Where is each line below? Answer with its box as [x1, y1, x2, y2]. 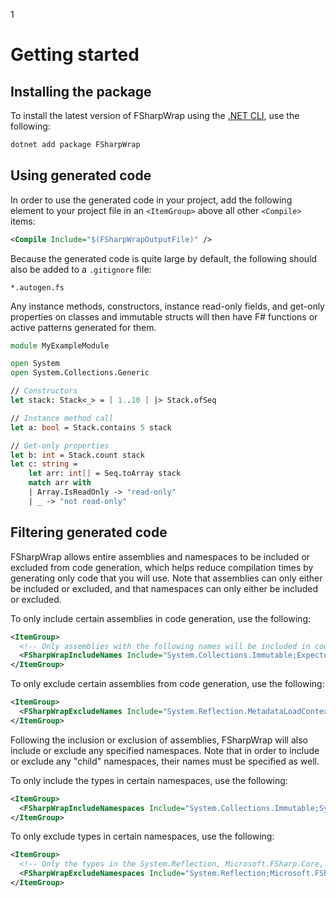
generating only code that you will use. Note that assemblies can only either [10, 572, 323, 584]
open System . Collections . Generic [10, 368, 150, 378]
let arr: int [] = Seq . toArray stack [28, 469, 182, 479]
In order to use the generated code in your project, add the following [10, 194, 293, 206]
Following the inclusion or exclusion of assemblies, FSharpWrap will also [10, 734, 308, 746]
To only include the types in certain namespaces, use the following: [10, 774, 288, 786]
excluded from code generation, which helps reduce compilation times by [10, 561, 314, 573]
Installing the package [10, 83, 152, 100]
